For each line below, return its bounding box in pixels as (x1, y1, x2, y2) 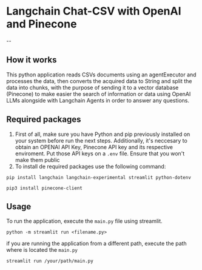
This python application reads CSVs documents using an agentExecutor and (6, 71, 197, 78)
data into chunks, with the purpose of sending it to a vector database (6, 84, 179, 91)
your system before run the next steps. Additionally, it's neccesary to (15, 137, 188, 144)
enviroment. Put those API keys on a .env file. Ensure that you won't (15, 150, 185, 157)
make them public (15, 156, 60, 163)
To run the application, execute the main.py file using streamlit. (6, 217, 163, 225)
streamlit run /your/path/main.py (6, 258, 94, 265)
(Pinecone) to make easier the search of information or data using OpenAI (6, 90, 191, 98)
